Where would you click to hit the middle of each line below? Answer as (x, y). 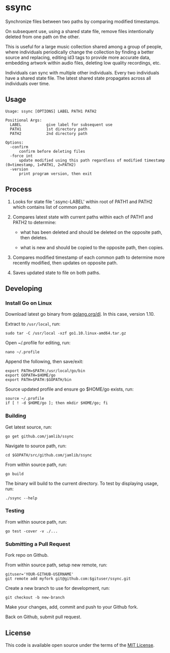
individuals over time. (27, 84)
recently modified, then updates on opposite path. (65, 263)
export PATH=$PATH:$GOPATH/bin (38, 380)
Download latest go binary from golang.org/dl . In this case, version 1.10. (80, 314)
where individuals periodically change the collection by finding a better (80, 52)
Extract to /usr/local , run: (33, 324)
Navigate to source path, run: (36, 446)
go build (15, 474)
